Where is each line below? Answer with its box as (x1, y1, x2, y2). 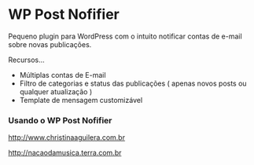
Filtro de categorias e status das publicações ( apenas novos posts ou (19, 79, 247, 88)
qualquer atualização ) (19, 86, 93, 96)
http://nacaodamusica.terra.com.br (8, 148, 122, 158)
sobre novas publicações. (8, 39, 92, 49)
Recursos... (8, 55, 45, 64)
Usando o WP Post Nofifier (8, 115, 112, 126)
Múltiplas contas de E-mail (19, 70, 106, 79)
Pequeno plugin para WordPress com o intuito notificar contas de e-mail (8, 31, 242, 41)
